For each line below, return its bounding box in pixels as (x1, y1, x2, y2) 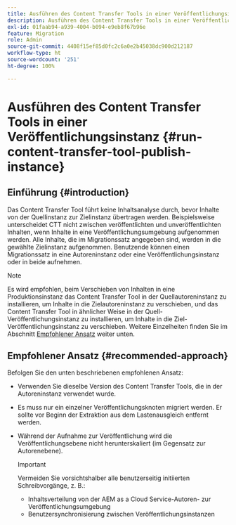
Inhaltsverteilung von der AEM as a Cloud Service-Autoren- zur (27, 495, 211, 503)
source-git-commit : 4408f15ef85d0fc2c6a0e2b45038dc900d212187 (7, 43, 193, 50)
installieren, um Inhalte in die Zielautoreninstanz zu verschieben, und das (7, 299, 218, 308)
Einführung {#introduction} (7, 187, 130, 199)
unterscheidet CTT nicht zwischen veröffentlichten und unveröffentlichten (7, 220, 221, 228)
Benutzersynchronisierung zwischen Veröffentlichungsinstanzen (27, 510, 216, 519)
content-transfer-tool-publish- (7, 143, 192, 160)
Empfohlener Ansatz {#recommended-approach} (7, 350, 228, 362)
